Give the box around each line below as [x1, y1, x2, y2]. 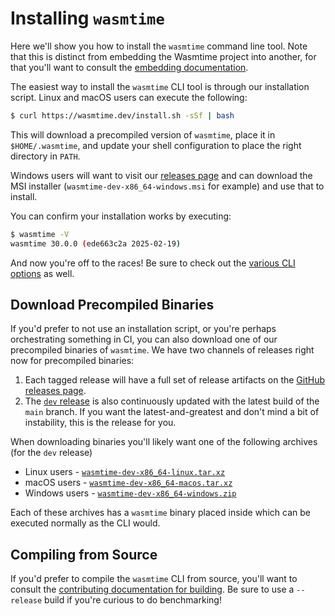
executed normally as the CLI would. [10, 517, 161, 529]
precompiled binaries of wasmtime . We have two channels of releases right [10, 344, 315, 356]
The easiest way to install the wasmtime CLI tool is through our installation [10, 80, 310, 92]
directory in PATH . [10, 150, 81, 162]
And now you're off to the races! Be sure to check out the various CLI [10, 257, 296, 269]
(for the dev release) [10, 447, 93, 459]
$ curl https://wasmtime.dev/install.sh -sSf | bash [10, 110, 235, 121]
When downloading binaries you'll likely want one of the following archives [10, 436, 318, 448]
